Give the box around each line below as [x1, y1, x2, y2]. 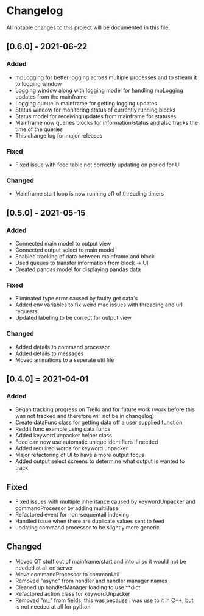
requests [15, 308, 38, 315]
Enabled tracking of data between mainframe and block [15, 252, 155, 260]
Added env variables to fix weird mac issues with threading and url [15, 301, 183, 308]
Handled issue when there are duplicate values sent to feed [15, 517, 165, 525]
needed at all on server [15, 564, 74, 572]
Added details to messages [15, 350, 84, 357]
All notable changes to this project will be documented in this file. [6, 24, 171, 31]
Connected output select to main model [15, 246, 114, 253]
